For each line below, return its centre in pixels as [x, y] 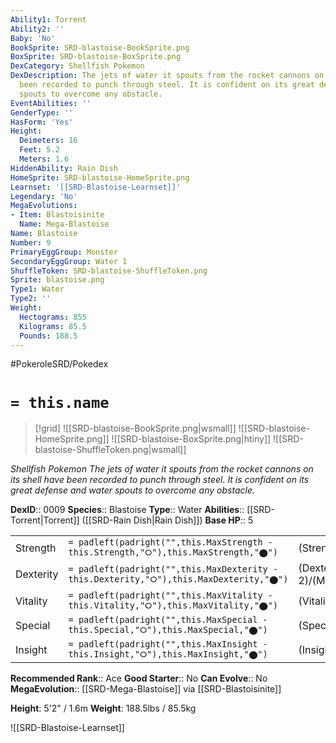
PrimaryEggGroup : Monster [64, 252]
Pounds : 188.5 [48, 336]
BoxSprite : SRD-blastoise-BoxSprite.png [96, 57]
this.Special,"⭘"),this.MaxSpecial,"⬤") [168, 630]
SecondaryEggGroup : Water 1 [69, 261]
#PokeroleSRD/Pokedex [59, 364]
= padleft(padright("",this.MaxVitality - [170, 595]
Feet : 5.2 [39, 150]
